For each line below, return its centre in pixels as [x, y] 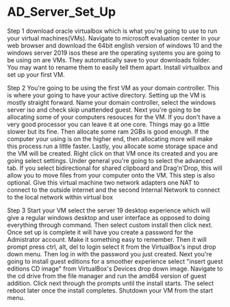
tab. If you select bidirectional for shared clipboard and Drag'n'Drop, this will [115, 168]
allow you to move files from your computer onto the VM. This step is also [111, 175]
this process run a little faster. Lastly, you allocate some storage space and [112, 146]
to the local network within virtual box [60, 197]
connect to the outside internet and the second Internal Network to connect [114, 190]
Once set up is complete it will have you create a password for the [100, 232]
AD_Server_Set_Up [62, 12]
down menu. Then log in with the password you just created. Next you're [110, 254]
